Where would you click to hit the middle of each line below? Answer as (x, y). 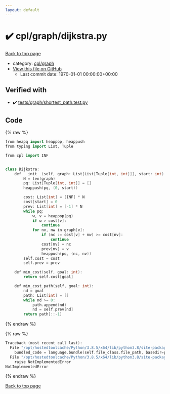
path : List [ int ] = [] (46, 295)
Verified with (26, 90)
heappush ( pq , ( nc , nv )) (67, 254)
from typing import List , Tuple (39, 147)
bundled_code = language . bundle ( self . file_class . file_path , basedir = (89, 352)
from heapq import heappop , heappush (45, 142)
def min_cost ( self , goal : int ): (48, 272)
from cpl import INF (27, 155)
